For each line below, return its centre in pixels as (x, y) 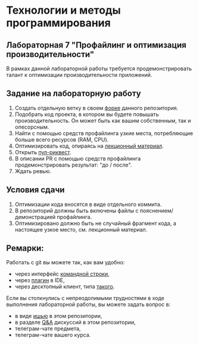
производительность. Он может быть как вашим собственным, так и (103, 120)
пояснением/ (157, 210)
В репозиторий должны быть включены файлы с (77, 210)
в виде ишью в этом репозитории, (58, 316)
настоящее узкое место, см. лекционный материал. (81, 229)
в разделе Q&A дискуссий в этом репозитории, (75, 323)
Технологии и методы (63, 10)
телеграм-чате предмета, (48, 329)
